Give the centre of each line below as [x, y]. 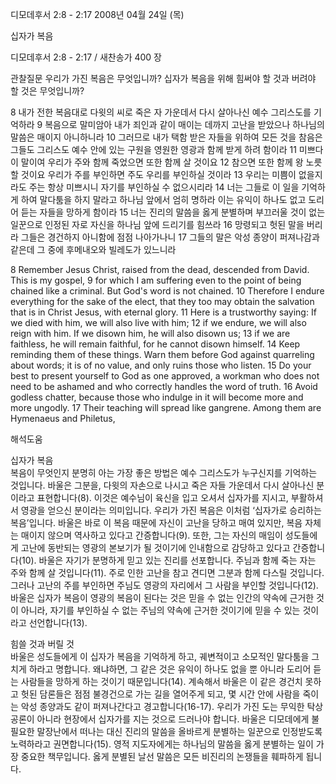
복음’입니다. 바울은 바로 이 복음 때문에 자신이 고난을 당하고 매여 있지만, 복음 [156, 522]
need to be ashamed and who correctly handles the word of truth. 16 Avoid [164, 386]
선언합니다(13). [58, 622]
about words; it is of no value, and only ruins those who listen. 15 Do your [161, 365]
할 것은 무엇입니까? [47, 91]
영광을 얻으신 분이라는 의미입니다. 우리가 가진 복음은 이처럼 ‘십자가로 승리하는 [171, 510]
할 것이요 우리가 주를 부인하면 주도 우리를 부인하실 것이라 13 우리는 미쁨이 [153, 174]
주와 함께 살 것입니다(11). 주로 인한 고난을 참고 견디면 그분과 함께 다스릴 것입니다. [167, 572]
